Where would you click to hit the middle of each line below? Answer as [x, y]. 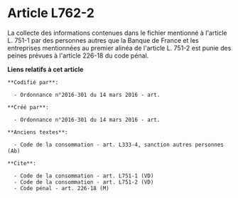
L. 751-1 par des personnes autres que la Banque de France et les [103, 40]
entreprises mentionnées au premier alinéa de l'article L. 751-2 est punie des [119, 48]
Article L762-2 [51, 13]
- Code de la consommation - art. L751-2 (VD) [84, 182]
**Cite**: [22, 163]
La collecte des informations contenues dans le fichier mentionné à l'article [117, 33]
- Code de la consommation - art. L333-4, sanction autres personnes [119, 145]
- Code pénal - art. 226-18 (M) [62, 188]
